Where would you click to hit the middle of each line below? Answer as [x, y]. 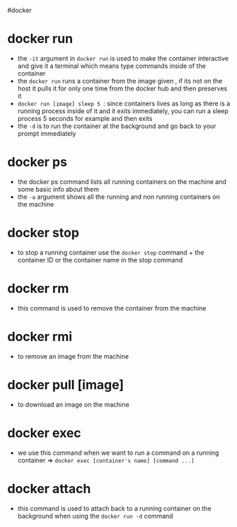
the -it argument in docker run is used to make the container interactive [123, 58]
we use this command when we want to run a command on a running [118, 453]
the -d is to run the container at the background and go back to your [117, 126]
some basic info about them [58, 189]
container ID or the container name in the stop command [100, 260]
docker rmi [40, 336]
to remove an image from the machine [73, 356]
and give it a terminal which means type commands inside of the [112, 66]
